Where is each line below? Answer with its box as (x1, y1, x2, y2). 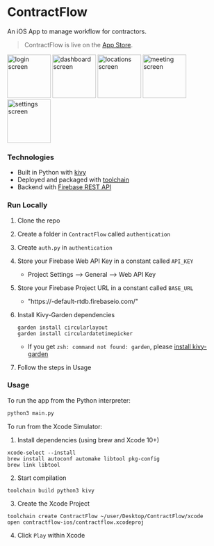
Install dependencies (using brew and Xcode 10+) (17, 435, 160, 444)
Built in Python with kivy (17, 168, 87, 177)
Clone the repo (17, 216, 60, 225)
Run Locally (7, 200, 48, 210)
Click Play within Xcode (17, 531, 85, 539)
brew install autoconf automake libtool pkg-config (7, 455, 160, 463)
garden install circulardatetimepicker (17, 330, 133, 337)
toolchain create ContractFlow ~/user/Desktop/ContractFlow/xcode (7, 513, 204, 520)
